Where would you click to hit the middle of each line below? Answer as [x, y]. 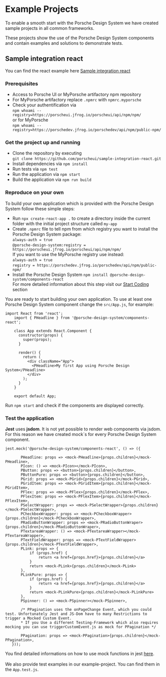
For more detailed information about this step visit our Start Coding [81, 284]
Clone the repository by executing [47, 153]
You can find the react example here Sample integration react [68, 71]
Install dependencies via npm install [50, 164]
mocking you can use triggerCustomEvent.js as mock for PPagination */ [81, 627]
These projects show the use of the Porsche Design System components [80, 38]
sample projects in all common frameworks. [50, 28]
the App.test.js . [22, 669]
